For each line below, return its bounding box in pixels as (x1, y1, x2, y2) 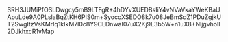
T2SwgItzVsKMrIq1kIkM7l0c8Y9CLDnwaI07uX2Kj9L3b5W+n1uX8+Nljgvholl (7, 20, 220, 28)
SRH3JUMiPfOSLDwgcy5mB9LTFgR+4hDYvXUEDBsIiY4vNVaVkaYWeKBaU (7, 6, 220, 14)
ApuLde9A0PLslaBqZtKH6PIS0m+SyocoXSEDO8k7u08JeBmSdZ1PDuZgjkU (7, 13, 221, 21)
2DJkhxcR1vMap (7, 27, 55, 35)
